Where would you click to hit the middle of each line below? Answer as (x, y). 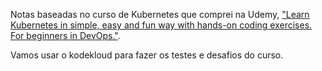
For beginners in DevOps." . (65, 35)
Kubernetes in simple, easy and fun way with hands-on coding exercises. (161, 25)
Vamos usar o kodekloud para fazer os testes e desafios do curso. (147, 55)
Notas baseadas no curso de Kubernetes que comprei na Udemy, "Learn (160, 14)
